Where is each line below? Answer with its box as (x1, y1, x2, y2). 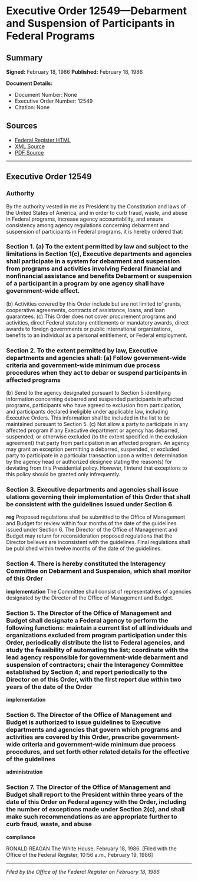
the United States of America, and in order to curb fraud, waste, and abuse (6, 209, 187, 216)
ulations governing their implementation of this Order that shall (6, 493, 190, 501)
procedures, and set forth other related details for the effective (6, 748, 190, 756)
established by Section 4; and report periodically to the (6, 668, 167, 676)
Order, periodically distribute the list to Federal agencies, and (6, 638, 185, 647)
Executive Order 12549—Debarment (6, 4, 187, 18)
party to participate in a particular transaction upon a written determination (6, 452, 188, 459)
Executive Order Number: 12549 (14, 97, 93, 104)
